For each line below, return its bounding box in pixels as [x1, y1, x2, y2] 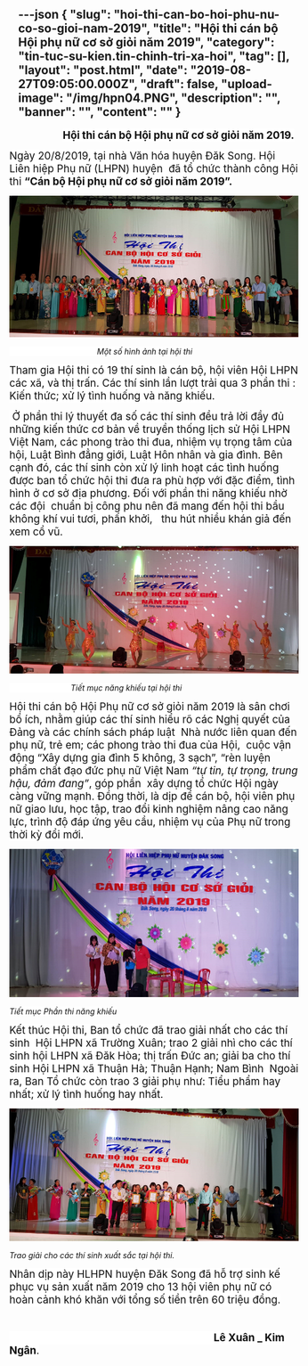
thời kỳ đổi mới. [9, 828, 85, 841]
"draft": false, [140, 77, 219, 92]
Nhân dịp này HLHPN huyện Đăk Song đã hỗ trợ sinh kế [9, 1267, 280, 1281]
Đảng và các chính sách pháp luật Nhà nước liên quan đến [9, 725, 297, 739]
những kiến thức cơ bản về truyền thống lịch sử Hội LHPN [9, 422, 291, 436]
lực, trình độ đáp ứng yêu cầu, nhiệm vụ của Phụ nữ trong [9, 814, 291, 829]
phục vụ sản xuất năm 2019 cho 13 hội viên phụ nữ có [9, 1280, 272, 1294]
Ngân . [9, 1343, 40, 1357]
